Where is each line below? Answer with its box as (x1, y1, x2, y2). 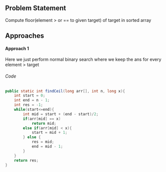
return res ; (14, 158, 39, 163)
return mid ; (31, 121, 56, 126)
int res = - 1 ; (14, 102, 43, 107)
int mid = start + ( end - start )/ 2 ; (23, 111, 99, 116)
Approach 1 (5, 45, 29, 51)
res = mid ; (31, 139, 55, 145)
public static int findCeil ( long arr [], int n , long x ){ (5, 88, 125, 93)
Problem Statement (5, 4, 66, 12)
